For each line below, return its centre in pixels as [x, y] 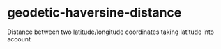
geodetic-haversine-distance [94, 13]
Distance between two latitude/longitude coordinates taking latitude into [111, 32]
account [19, 39]
